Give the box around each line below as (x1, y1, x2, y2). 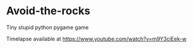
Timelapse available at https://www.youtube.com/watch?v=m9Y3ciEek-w (6, 35, 187, 42)
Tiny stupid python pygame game (6, 24, 89, 31)
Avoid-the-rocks (6, 4, 91, 18)
